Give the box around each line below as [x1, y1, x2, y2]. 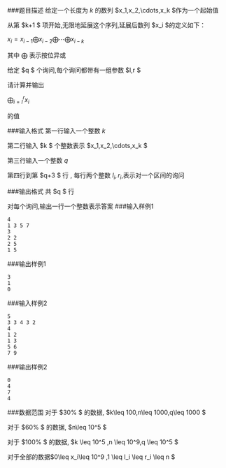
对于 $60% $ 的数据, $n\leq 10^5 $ [7, 423, 107, 432]
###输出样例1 [7, 260, 47, 268]
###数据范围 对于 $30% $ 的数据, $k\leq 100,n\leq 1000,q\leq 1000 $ [7, 408, 206, 417]
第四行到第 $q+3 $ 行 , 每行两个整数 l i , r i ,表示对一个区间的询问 [7, 171, 185, 182]
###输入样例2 [7, 299, 48, 307]
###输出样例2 [7, 363, 48, 372]
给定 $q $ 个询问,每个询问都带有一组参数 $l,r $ [7, 66, 141, 74]
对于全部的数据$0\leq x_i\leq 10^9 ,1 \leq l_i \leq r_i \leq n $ [7, 453, 176, 461]
